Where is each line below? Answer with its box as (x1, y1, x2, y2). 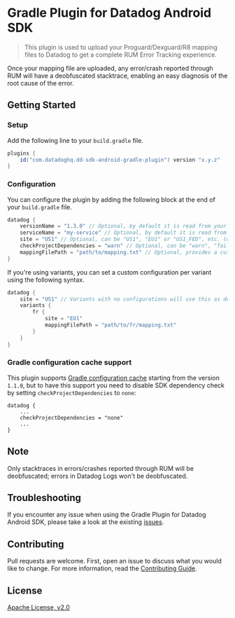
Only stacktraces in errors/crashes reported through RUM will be (7, 464, 194, 472)
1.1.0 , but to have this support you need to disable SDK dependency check (7, 380, 225, 390)
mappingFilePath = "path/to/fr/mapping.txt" (44, 322, 177, 329)
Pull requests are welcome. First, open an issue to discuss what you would (7, 557, 222, 565)
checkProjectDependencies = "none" (20, 414, 124, 421)
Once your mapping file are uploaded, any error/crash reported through (7, 64, 213, 72)
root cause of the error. (7, 78, 75, 87)
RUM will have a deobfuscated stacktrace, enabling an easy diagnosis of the (7, 71, 228, 80)
